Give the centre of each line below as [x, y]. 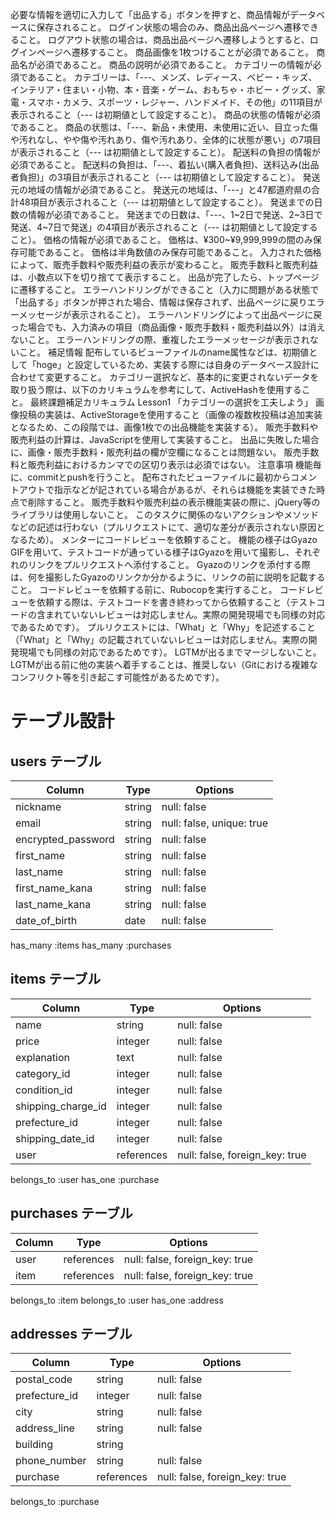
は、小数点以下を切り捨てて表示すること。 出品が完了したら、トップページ [165, 277]
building [34, 1445]
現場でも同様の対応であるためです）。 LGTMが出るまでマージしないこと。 [170, 652]
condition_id [44, 1090]
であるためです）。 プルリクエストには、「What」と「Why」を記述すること [163, 627]
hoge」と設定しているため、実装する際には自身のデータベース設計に [178, 364]
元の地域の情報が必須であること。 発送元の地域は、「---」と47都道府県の [161, 189]
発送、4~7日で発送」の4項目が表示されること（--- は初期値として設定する [164, 227]
